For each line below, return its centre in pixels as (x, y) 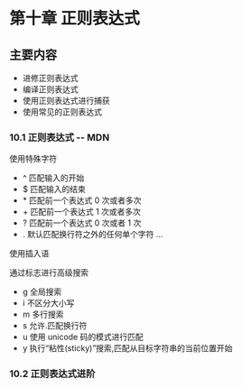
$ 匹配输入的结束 (54, 189)
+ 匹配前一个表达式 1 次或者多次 (82, 212)
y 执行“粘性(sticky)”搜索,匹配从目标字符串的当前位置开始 (127, 348)
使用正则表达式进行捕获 (66, 101)
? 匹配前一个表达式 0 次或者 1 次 (82, 223)
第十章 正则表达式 (74, 18)
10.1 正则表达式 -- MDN (60, 137)
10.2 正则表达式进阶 (52, 374)
